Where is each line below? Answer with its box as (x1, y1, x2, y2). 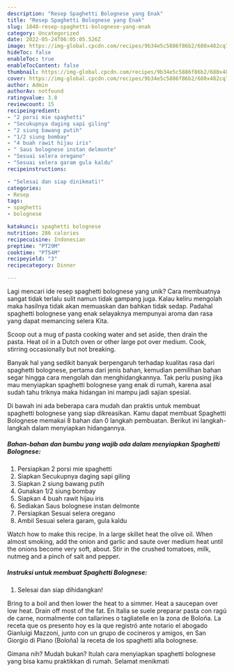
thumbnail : (7, 68, 39, 75)
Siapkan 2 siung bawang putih (17, 479, 104, 487)
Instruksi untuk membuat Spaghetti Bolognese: (7, 568, 148, 577)
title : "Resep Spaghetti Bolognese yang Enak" (7, 17, 145, 24)
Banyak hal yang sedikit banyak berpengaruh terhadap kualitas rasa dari (7, 359, 214, 366)
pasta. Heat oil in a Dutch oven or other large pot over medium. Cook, (7, 338, 207, 345)
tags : (7, 198, 23, 205)
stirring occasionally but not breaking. (7, 345, 116, 353)
